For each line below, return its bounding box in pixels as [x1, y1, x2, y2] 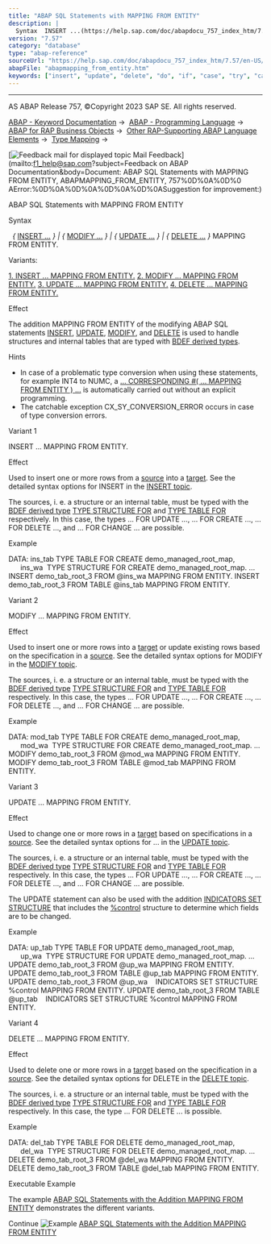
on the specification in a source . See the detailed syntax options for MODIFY [8, 651, 263, 660]
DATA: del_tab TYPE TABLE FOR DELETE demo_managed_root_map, [8, 1138, 236, 1147]
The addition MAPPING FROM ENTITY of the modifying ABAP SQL [8, 319, 228, 329]
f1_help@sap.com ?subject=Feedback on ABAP [33, 158, 189, 168]
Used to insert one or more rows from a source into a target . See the [8, 472, 236, 482]
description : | [8, 19, 60, 27]
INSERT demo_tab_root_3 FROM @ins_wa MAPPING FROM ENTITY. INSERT [8, 571, 261, 580]
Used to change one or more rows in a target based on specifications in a [8, 828, 252, 838]
